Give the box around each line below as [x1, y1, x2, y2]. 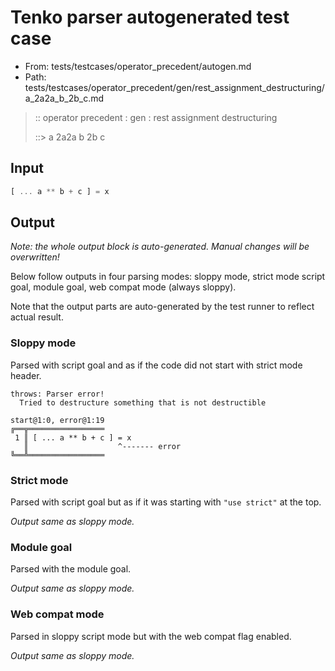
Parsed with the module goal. [10, 563, 132, 575]
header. [10, 369, 42, 381]
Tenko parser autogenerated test [10, 6, 290, 29]
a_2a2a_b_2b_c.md [24, 92, 105, 104]
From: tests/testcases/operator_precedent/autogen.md [24, 60, 252, 72]
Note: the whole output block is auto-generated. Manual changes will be [10, 241, 310, 253]
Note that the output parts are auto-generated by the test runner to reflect [10, 301, 315, 313]
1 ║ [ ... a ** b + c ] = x [14, 432, 132, 443]
